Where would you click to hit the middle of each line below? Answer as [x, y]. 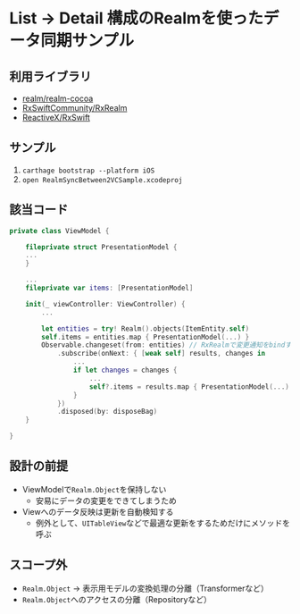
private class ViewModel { [59, 231]
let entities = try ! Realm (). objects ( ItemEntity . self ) [146, 328]
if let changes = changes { [125, 370]
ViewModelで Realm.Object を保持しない [94, 489]
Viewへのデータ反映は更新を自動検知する [98, 511]
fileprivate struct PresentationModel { [101, 247]
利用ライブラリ [50, 76]
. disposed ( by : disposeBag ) [107, 412]
